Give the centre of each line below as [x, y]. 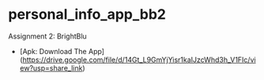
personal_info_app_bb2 [87, 15]
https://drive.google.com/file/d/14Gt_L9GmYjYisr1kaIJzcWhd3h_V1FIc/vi [139, 60]
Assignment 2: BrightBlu [47, 36]
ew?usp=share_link [51, 67]
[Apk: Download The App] [62, 51]
